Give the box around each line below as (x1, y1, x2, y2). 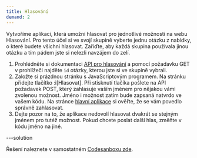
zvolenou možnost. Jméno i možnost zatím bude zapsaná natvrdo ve (14, 92, 182, 99)
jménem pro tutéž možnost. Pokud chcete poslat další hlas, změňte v (14, 116, 182, 123)
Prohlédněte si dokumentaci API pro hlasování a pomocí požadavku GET (14, 60, 190, 68)
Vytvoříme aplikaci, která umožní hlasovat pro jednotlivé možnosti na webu (6, 30, 188, 37)
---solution (6, 134, 33, 141)
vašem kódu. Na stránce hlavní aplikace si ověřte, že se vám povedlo (14, 98, 182, 105)
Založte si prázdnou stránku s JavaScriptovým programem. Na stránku (14, 73, 186, 80)
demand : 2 (6, 14, 31, 20)
